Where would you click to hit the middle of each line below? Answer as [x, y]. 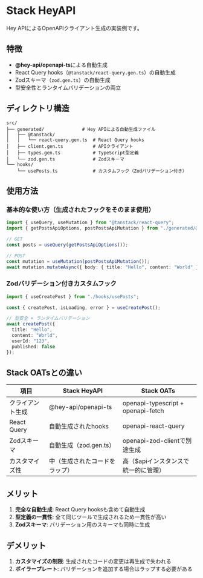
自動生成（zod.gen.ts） [82, 445]
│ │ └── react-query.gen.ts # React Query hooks [76, 140]
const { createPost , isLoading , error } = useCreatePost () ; [84, 307]
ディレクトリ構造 [38, 109]
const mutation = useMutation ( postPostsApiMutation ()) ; [78, 261]
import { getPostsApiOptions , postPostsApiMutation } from [82, 228]
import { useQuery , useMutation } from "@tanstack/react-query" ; [90, 223]
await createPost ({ [31, 324]
